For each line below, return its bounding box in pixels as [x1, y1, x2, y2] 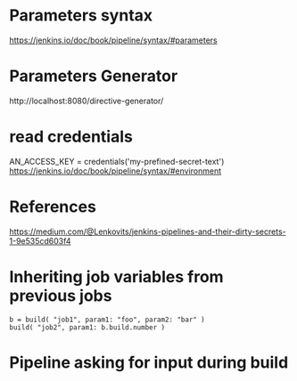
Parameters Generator [9, 66, 178, 86]
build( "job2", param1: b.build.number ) [9, 322, 166, 332]
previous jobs [9, 286, 112, 305]
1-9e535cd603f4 [9, 235, 71, 246]
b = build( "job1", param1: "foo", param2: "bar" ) [9, 315, 205, 324]
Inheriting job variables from [9, 266, 225, 287]
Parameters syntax [9, 5, 153, 26]
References [9, 197, 96, 216]
